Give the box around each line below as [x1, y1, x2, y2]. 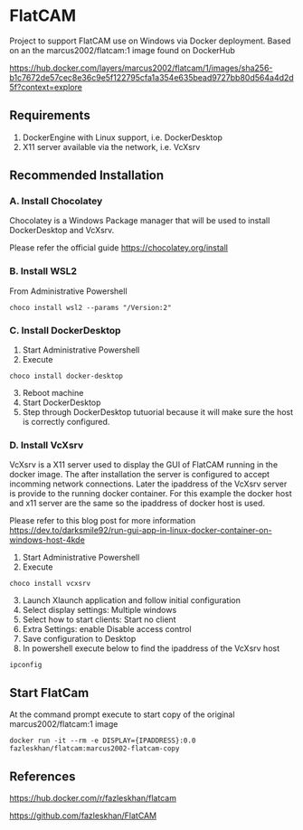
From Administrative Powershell [9, 286, 128, 297]
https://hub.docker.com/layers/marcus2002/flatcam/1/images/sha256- [9, 62, 273, 73]
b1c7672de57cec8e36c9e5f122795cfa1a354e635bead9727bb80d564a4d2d [9, 71, 294, 82]
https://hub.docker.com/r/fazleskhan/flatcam [9, 792, 176, 803]
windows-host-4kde [9, 534, 86, 545]
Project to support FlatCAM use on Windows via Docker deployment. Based [9, 35, 291, 46]
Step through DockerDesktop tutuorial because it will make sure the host [22, 407, 294, 418]
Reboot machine [22, 388, 84, 399]
